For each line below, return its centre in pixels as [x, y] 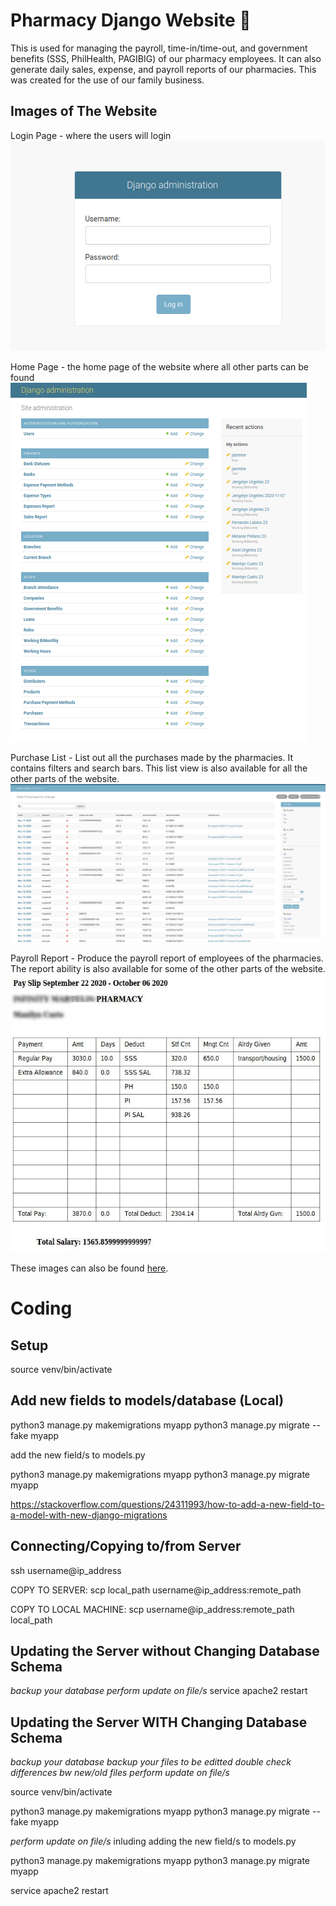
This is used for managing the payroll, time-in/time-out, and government [159, 48]
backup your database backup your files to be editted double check [151, 1762]
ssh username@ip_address [66, 1570]
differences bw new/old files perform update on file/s [120, 1773]
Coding [41, 1308]
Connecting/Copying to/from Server [126, 1546]
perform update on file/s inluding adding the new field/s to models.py [153, 1841]
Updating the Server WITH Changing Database [159, 1722]
